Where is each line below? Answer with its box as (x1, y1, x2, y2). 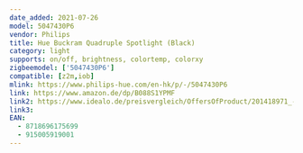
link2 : (9, 96, 34, 106)
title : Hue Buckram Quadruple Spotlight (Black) (9, 38, 196, 48)
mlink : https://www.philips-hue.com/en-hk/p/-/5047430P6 (9, 80, 228, 89)
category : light (9, 47, 70, 56)
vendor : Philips (9, 30, 70, 39)
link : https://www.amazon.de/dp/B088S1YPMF (9, 88, 176, 97)
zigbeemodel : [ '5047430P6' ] (9, 64, 115, 73)
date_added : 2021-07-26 (9, 13, 99, 22)
